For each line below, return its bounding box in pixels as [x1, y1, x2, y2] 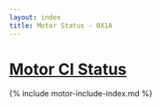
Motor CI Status [9, 59, 126, 79]
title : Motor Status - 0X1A [9, 21, 113, 30]
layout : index [9, 12, 62, 22]
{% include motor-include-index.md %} [9, 88, 153, 99]
